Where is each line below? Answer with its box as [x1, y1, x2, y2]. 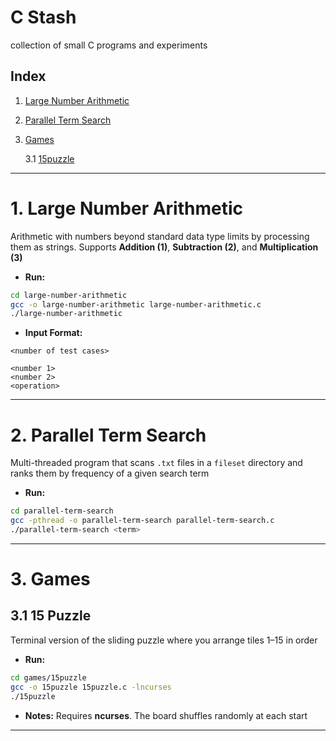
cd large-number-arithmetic [10, 290, 128, 300]
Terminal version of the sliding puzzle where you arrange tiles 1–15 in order [10, 634, 318, 646]
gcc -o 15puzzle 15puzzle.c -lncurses [10, 682, 172, 692]
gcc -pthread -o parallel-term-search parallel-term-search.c [10, 516, 275, 526]
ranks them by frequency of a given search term [10, 467, 210, 480]
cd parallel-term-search [10, 506, 114, 516]
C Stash [10, 6, 77, 29]
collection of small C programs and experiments [10, 39, 208, 51]
